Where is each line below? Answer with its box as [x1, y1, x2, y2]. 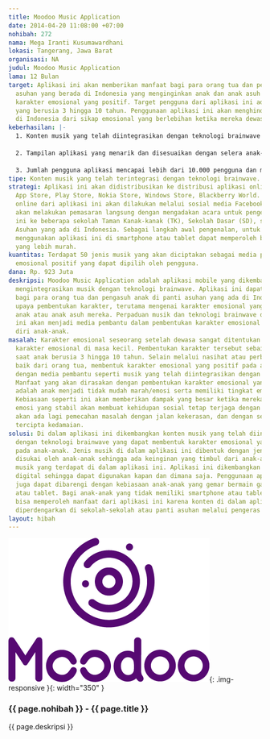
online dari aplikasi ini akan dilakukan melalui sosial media [15, 200, 231, 209]
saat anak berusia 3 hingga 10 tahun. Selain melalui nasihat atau [15, 353, 247, 361]
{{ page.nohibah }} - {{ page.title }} [8, 704, 149, 715]
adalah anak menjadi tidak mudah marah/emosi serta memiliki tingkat [15, 387, 253, 395]
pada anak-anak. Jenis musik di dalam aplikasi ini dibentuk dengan [15, 446, 250, 455]
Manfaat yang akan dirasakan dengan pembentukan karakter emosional [15, 379, 250, 387]
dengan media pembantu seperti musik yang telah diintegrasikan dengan [15, 370, 261, 378]
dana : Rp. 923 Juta [8, 268, 74, 276]
